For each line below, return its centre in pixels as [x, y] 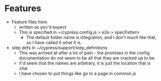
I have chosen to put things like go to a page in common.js [77, 73]
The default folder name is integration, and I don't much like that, [91, 37]
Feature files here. [30, 22]
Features [23, 8]
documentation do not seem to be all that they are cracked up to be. [87, 58]
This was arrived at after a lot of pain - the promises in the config [84, 53]
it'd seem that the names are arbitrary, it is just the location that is [85, 63]
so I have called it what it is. [54, 42]
